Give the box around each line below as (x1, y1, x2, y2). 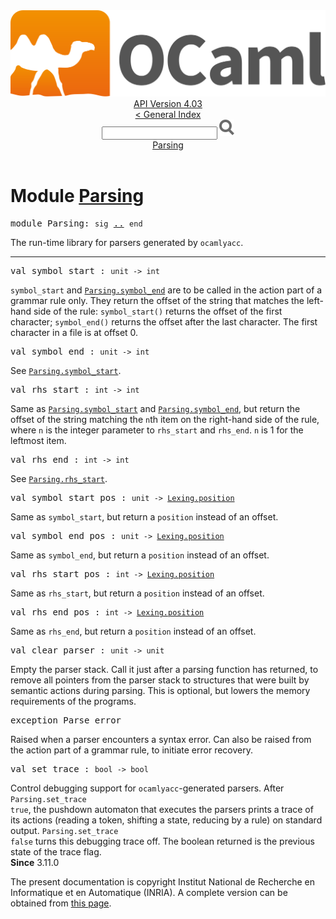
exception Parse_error (10, 715, 122, 726)
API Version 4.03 (133, 98, 203, 110)
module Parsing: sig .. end (10, 218, 143, 229)
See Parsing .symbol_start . (10, 365, 122, 377)
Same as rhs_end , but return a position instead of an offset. (10, 625, 257, 638)
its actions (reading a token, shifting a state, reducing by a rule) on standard (10, 814, 323, 826)
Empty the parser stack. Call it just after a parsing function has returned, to (10, 664, 319, 676)
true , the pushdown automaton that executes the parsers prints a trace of (10, 804, 314, 816)
